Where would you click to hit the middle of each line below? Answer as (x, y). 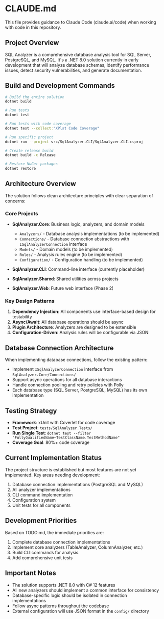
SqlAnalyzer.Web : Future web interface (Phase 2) (63, 288)
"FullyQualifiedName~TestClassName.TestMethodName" (66, 438)
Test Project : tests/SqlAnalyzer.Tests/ (52, 428)
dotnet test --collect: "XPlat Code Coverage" (52, 128)
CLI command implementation (42, 495)
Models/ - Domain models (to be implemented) (66, 249)
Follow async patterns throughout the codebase (60, 606)
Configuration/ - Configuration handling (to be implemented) (81, 260)
